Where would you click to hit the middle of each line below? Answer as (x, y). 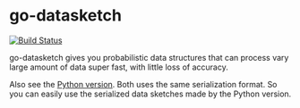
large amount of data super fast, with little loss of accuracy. (119, 67)
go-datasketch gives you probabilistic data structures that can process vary (149, 57)
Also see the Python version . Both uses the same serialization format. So (143, 84)
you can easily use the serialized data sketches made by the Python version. (150, 94)
